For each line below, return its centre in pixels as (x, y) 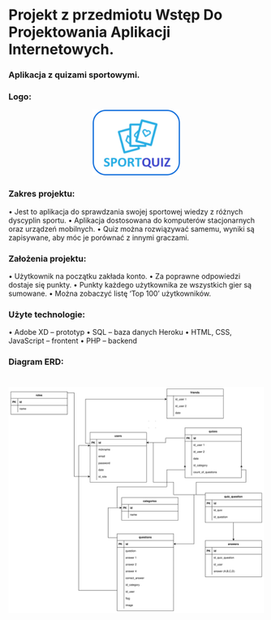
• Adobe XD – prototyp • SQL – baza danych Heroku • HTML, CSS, (120, 332)
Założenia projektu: (47, 258)
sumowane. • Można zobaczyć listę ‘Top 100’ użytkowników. (110, 293)
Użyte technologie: (47, 314)
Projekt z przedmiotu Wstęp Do (116, 15)
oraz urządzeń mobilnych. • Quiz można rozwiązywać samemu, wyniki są (131, 228)
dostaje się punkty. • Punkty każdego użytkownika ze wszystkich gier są (130, 285)
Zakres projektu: (42, 194)
